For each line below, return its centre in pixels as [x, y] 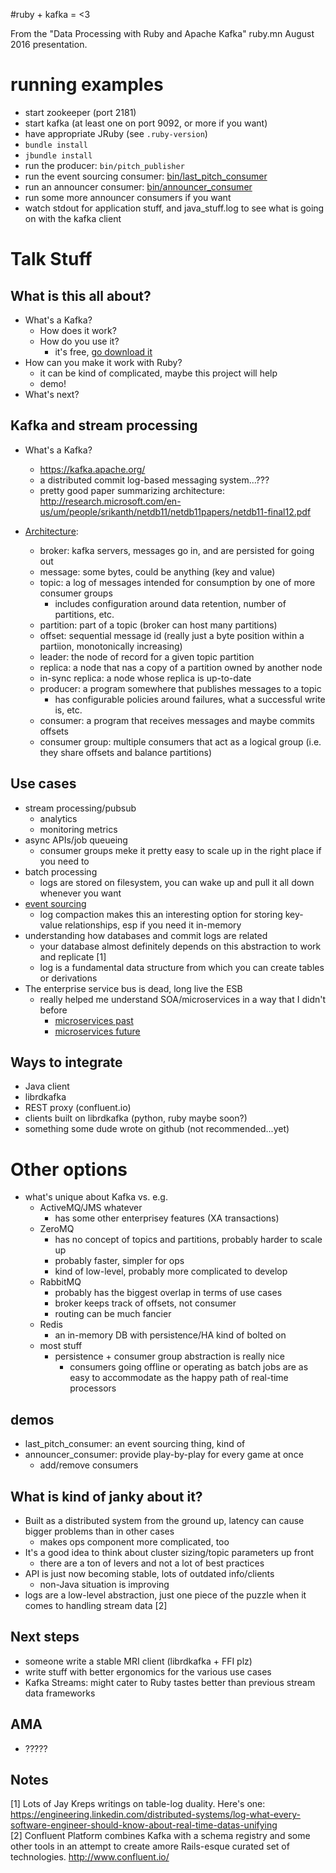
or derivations [68, 978]
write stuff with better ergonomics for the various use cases [148, 1671]
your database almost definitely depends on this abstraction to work [180, 946]
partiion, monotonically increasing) [111, 646]
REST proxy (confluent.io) [78, 1108]
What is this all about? [81, 295]
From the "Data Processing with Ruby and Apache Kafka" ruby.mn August [162, 33]
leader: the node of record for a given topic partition [147, 656]
